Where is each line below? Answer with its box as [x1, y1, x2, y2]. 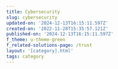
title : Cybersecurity [6, 8, 60, 15]
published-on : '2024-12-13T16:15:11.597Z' [6, 31, 114, 37]
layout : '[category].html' [6, 48, 74, 54]
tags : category [6, 53, 44, 59]
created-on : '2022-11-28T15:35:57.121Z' [6, 25, 109, 32]
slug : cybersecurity [6, 14, 58, 20]
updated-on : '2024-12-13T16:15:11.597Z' [6, 20, 109, 26]
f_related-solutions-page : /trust [6, 43, 93, 49]
